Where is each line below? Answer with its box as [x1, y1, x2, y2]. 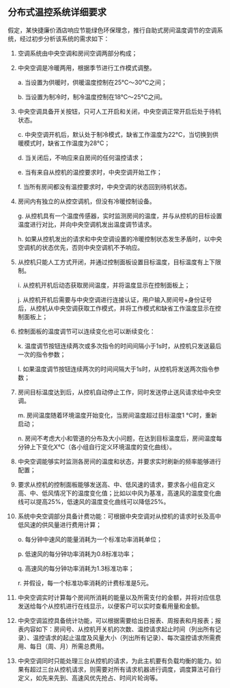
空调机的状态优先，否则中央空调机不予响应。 [17, 243, 144, 251]
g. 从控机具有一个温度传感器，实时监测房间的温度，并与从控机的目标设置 [17, 212, 222, 220]
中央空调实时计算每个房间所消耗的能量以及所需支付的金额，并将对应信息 [17, 593, 221, 601]
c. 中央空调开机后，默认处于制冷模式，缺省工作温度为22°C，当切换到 [17, 130, 213, 138]
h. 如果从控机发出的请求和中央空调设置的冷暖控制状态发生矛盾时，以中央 [17, 235, 222, 243]
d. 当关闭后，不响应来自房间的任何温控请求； [17, 153, 145, 162]
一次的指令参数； [17, 350, 66, 358]
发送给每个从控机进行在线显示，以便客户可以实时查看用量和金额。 [17, 602, 203, 610]
